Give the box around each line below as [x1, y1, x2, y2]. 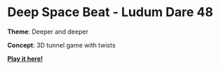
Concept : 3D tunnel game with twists [7, 41, 116, 49]
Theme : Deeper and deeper [7, 27, 89, 36]
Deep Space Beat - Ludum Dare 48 [7, 4, 214, 20]
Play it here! [7, 54, 44, 63]
